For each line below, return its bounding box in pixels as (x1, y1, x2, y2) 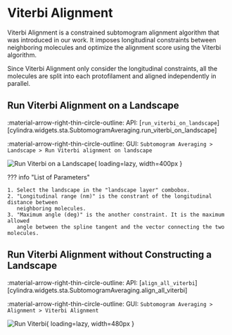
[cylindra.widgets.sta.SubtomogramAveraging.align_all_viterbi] (7, 286, 188, 294)
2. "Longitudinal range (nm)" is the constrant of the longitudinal (7, 192, 212, 200)
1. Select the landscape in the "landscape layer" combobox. (7, 187, 191, 194)
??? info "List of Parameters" (7, 172, 90, 181)
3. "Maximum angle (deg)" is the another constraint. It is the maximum (7, 211, 225, 218)
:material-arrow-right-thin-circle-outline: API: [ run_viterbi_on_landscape (7, 118, 218, 127)
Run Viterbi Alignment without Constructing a (7, 248, 212, 261)
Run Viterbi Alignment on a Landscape (7, 100, 179, 112)
